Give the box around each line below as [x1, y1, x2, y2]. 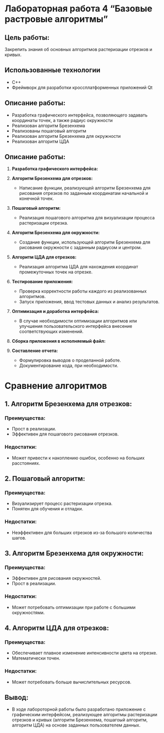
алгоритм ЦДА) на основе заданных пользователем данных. [11, 722, 141, 728]
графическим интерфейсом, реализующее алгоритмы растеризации [11, 712, 158, 718]
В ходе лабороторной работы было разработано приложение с [11, 706, 146, 712]
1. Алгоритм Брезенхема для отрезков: [4, 400, 132, 408]
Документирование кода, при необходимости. [19, 363, 119, 368]
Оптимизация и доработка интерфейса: [11, 308, 99, 314]
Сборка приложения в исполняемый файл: [11, 338, 106, 344]
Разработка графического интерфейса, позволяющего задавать [11, 112, 148, 118]
